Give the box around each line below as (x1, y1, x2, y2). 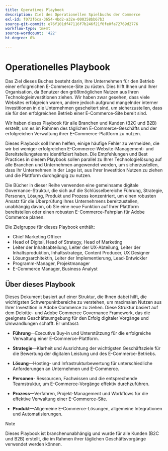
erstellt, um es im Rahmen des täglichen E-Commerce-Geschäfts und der (5, 125, 157, 131)
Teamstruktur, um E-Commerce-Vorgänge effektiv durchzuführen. (12, 381, 150, 387)
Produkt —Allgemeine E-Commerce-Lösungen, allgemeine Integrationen (12, 405, 162, 411)
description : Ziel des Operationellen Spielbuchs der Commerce (5, 12, 141, 17)
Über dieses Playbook (5, 280, 75, 289)
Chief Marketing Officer (12, 233, 62, 239)
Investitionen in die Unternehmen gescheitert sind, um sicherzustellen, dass (5, 105, 162, 111)
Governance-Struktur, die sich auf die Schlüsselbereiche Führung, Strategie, (5, 187, 163, 194)
